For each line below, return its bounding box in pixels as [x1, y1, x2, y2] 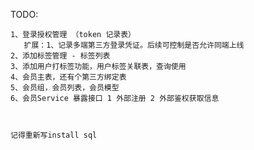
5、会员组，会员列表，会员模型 [10, 83, 120, 93]
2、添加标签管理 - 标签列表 [10, 51, 111, 61]
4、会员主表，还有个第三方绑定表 [10, 72, 127, 82]
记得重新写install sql [10, 130, 98, 140]
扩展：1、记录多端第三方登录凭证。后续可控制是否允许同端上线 [23, 40, 245, 50]
